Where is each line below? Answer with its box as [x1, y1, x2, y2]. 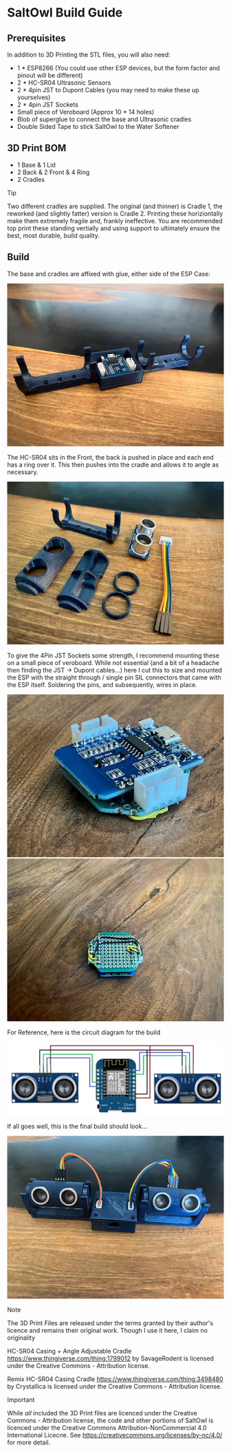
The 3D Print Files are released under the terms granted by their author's [7, 1318, 214, 1327]
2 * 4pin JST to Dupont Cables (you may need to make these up [16, 86, 199, 94]
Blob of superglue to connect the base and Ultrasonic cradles [16, 115, 192, 123]
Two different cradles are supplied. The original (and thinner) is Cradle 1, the [7, 202, 223, 210]
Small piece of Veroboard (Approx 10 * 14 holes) [16, 108, 155, 116]
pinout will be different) [16, 71, 84, 79]
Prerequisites [7, 32, 66, 44]
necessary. [7, 467, 39, 476]
